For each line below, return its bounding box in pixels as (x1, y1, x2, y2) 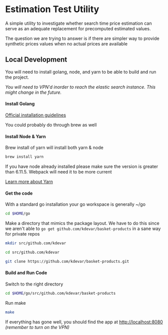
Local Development (5, 55, 67, 64)
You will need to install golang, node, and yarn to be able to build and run (5, 69, 156, 75)
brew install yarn (5, 154, 44, 159)
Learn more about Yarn (5, 179, 53, 185)
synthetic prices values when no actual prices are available (5, 40, 128, 46)
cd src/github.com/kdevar (5, 250, 59, 255)
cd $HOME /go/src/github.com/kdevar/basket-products (5, 291, 116, 296)
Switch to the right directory (5, 281, 63, 287)
